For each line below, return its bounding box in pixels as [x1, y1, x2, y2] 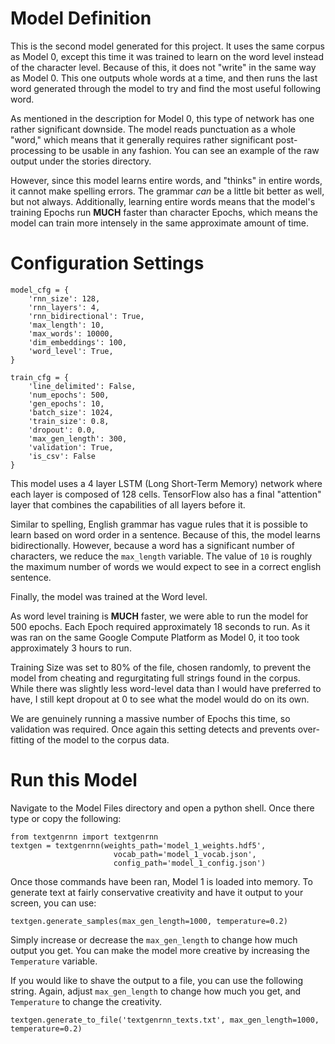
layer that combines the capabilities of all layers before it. [10, 498, 246, 511]
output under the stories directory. [10, 155, 152, 167]
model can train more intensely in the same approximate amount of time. [10, 217, 309, 229]
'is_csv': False [28, 451, 97, 461]
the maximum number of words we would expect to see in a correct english [10, 560, 322, 572]
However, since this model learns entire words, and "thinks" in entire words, [10, 174, 323, 186]
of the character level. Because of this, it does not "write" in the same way [10, 61, 317, 73]
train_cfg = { [10, 372, 70, 382]
